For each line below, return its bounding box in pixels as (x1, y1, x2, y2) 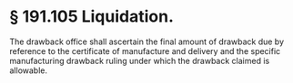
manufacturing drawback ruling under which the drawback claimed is (9, 55, 270, 66)
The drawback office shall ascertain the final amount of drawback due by (9, 36, 285, 47)
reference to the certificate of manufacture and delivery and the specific (9, 45, 281, 56)
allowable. (9, 65, 48, 76)
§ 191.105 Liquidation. (9, 6, 175, 27)
